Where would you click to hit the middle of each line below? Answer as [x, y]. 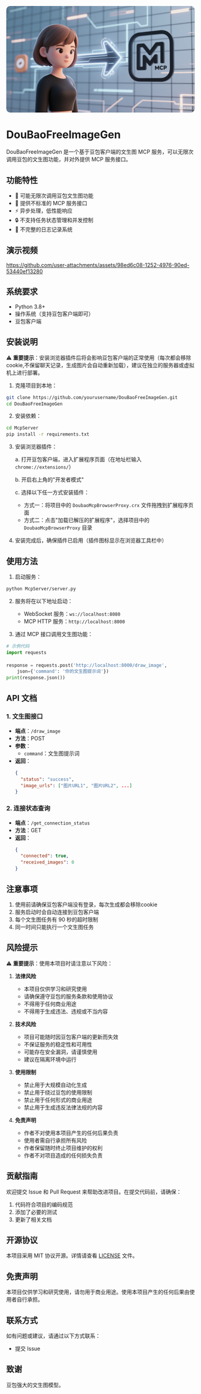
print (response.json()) [36, 678]
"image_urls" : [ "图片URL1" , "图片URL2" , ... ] [77, 786]
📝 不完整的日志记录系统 [44, 230]
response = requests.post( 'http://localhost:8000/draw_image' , [87, 665]
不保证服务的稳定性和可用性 [58, 1044]
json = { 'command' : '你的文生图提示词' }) [63, 671]
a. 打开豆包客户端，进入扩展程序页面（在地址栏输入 [78, 460]
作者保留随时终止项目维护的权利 [63, 1148]
